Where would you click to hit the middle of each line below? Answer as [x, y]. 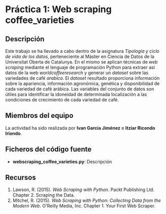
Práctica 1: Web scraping [58, 9]
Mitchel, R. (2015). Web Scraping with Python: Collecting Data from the [87, 201]
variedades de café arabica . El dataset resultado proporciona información [82, 78]
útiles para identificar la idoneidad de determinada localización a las [76, 94]
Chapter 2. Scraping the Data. [44, 195]
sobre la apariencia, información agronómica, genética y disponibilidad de [82, 83]
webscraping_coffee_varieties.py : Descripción [62, 162]
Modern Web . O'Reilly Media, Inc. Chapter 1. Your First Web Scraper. [84, 206]
